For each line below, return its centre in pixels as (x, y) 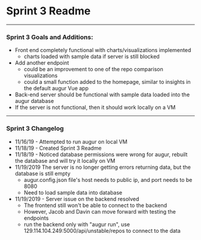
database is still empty (42, 173)
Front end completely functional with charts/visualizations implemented (103, 50)
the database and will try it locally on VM (65, 160)
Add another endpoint (42, 63)
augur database (34, 101)
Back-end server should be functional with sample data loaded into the (102, 95)
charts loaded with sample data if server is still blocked (92, 57)
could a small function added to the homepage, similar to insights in (107, 82)
